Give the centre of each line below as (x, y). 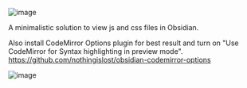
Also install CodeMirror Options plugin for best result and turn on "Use (123, 43)
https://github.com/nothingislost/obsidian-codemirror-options (110, 60)
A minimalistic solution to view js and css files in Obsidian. (104, 27)
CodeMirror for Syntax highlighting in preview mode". (96, 51)
